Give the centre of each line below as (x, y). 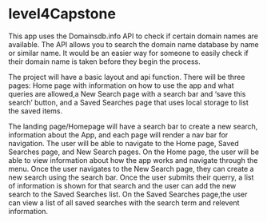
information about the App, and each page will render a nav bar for (118, 135)
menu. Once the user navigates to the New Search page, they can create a (131, 168)
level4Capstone (62, 14)
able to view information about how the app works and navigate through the (133, 160)
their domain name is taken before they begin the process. (105, 61)
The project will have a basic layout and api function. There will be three (127, 77)
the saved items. (35, 111)
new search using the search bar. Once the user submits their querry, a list (131, 177)
